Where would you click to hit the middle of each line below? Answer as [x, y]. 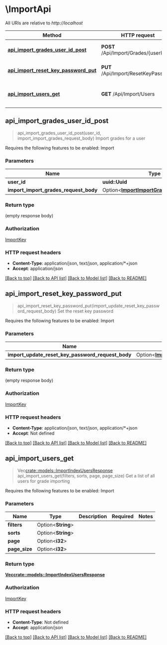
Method [52, 35]
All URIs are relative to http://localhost [44, 23]
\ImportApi [28, 9]
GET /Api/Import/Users [128, 94]
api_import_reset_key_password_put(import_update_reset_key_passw [88, 306]
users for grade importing [43, 481]
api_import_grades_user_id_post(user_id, [59, 133]
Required [123, 517]
